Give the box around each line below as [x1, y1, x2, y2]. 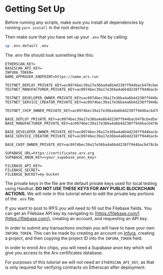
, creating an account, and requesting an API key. [49, 215, 148, 221]
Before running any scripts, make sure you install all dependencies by [5, 19, 144, 25]
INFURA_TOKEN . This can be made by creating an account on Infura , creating [5, 230, 155, 236]
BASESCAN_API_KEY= [5, 65, 42, 71]
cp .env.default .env [5, 43, 49, 48]
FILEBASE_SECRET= [5, 167, 40, 173]
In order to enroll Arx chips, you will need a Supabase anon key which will [5, 244, 152, 250]
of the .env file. [5, 195, 35, 202]
